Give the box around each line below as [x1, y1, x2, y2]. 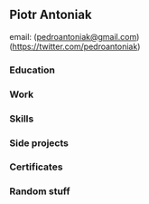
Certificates [9, 160, 63, 173]
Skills [9, 112, 34, 125]
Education [9, 63, 56, 76]
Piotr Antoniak [9, 7, 92, 23]
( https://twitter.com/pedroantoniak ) [9, 41, 141, 52]
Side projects [9, 136, 70, 149]
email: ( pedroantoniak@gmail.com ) [9, 31, 140, 42]
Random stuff [9, 185, 70, 198]
